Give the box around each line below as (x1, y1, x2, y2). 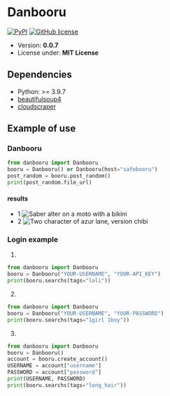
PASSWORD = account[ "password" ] (7, 369, 101, 376)
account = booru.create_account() (7, 355, 108, 363)
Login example (7, 235, 58, 245)
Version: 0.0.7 (17, 41, 59, 49)
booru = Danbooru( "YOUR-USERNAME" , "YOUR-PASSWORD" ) (7, 310, 164, 317)
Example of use (7, 123, 76, 135)
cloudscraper (17, 102, 56, 111)
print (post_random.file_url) (7, 179, 92, 186)
